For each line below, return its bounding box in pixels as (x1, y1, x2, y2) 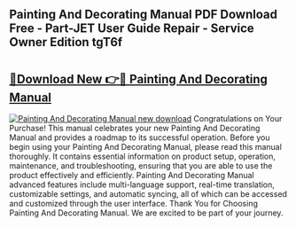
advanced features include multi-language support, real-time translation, (9, 179, 275, 190)
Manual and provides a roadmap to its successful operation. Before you (9, 132, 270, 143)
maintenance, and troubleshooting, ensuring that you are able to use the (9, 160, 273, 171)
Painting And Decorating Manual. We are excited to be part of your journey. (9, 207, 284, 218)
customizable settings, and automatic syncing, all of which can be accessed (9, 189, 288, 199)
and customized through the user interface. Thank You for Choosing (9, 199, 259, 208)
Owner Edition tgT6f (9, 35, 123, 50)
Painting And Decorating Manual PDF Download (9, 7, 277, 22)
